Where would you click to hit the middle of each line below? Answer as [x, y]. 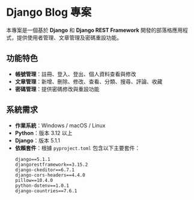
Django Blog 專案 [49, 12]
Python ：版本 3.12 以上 [44, 133]
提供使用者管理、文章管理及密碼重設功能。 [69, 37]
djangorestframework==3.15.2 [51, 165]
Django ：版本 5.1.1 [37, 140]
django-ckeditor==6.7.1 [45, 170]
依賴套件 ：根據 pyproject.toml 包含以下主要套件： [77, 148]
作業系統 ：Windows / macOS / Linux [60, 125]
